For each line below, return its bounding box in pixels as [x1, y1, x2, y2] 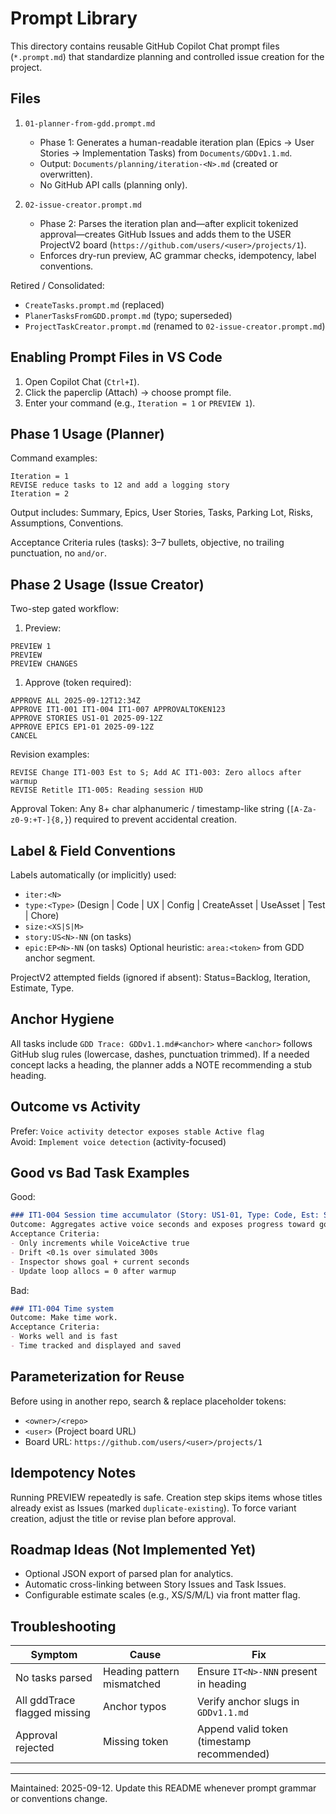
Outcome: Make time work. [10, 1313, 118, 1323]
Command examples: [10, 452, 98, 464]
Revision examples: [10, 748, 90, 761]
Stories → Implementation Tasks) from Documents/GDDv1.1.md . [39, 147, 293, 159]
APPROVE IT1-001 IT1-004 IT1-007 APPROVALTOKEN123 [10, 705, 226, 715]
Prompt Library [10, 7, 138, 30]
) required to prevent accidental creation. [68, 813, 238, 826]
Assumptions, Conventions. [10, 517, 124, 529]
